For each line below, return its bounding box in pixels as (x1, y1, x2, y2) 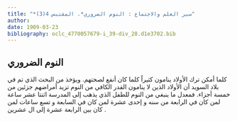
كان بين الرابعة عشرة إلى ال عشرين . (7, 105, 106, 114)
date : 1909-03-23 (7, 23, 59, 30)
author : (7, 17, 31, 24)
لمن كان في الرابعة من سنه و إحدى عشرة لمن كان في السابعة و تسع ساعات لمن (7, 98, 221, 106)
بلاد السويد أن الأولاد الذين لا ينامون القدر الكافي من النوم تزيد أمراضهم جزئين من (7, 83, 219, 91)
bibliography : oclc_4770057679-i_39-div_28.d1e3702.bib (7, 30, 176, 38)
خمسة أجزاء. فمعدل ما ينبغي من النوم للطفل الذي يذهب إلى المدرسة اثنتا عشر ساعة (7, 90, 231, 99)
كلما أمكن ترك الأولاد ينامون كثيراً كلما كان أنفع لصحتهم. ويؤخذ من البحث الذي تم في (7, 75, 227, 83)
